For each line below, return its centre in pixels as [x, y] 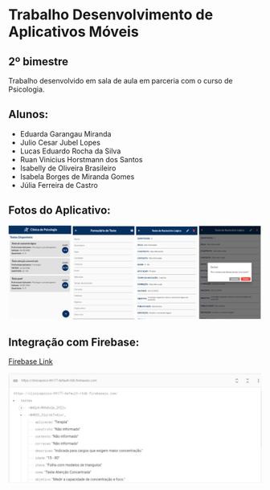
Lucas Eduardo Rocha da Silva [70, 151]
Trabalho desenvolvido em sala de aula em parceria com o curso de [121, 81]
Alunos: [29, 114]
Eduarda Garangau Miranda [65, 133]
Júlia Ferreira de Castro [59, 185]
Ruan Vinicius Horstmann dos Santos [81, 159]
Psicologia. [27, 89]
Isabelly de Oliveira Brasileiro [68, 168]
